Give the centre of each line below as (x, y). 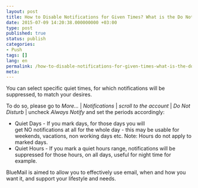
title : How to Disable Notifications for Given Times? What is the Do (95, 17)
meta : (13, 72)
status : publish (26, 39)
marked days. (31, 142)
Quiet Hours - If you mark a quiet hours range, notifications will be (95, 149)
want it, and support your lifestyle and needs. (61, 179)
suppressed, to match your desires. (49, 95)
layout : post (22, 11)
